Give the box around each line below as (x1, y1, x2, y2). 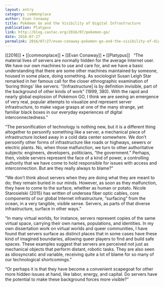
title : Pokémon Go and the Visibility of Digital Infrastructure (5, 20, 141, 26)
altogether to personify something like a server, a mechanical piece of (5, 129, 146, 134)
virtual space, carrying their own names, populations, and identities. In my (5, 220, 154, 226)
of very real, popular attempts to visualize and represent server (5, 98, 132, 105)
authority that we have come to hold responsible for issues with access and (5, 160, 157, 166)
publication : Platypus (5, 25, 51, 30)
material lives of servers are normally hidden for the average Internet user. (5, 57, 155, 63)
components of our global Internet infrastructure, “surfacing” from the (5, 195, 146, 201)
